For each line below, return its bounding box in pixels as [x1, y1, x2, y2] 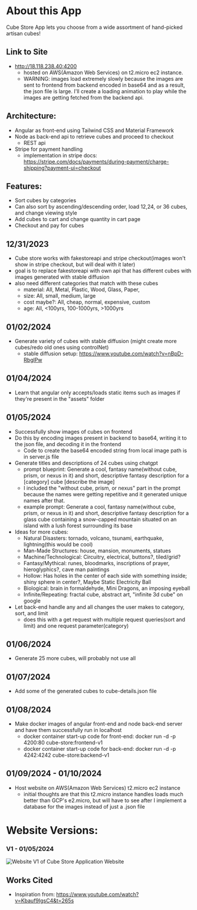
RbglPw [23, 357, 42, 363]
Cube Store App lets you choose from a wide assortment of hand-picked [6, 24, 183, 31]
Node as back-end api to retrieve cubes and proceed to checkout [14, 133, 174, 140]
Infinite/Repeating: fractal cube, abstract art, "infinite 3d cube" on [23, 591, 183, 598]
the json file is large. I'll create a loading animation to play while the [23, 87, 187, 95]
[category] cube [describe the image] [23, 478, 115, 485]
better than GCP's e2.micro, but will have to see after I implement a [23, 797, 187, 804]
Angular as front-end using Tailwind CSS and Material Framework [14, 127, 174, 134]
